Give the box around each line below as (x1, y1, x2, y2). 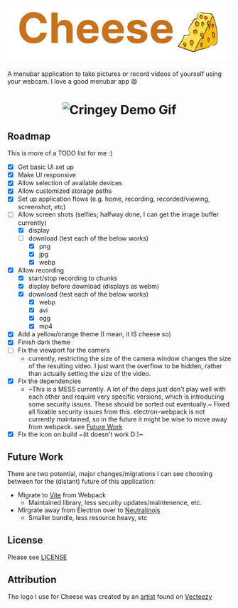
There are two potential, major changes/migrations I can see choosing (7, 470, 213, 478)
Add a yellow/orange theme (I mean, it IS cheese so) (17, 330, 172, 338)
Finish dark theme (17, 338, 71, 346)
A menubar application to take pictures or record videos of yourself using (7, 70, 222, 78)
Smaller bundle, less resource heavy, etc (28, 514, 148, 522)
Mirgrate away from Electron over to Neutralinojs (17, 506, 161, 514)
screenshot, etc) (17, 203, 66, 211)
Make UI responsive (17, 171, 77, 179)
